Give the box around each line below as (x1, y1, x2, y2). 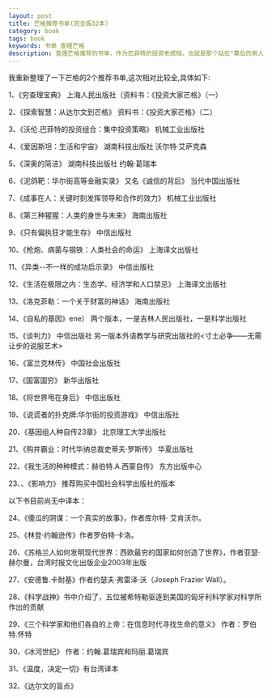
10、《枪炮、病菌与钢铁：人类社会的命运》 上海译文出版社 (8, 245, 199, 254)
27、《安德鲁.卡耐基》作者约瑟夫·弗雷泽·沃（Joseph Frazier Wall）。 (8, 575, 231, 584)
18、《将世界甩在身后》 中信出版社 (8, 393, 121, 402)
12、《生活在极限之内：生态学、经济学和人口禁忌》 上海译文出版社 (8, 279, 227, 288)
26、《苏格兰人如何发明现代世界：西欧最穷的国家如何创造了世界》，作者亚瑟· (8, 547, 261, 557)
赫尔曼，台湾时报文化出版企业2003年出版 (8, 558, 147, 567)
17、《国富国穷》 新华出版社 (8, 376, 100, 385)
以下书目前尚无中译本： (8, 496, 87, 505)
